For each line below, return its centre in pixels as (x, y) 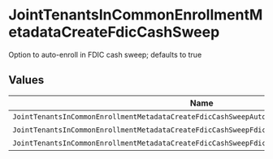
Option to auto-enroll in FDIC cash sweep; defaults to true (105, 54)
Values (26, 80)
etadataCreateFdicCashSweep (114, 32)
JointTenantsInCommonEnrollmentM (136, 15)
